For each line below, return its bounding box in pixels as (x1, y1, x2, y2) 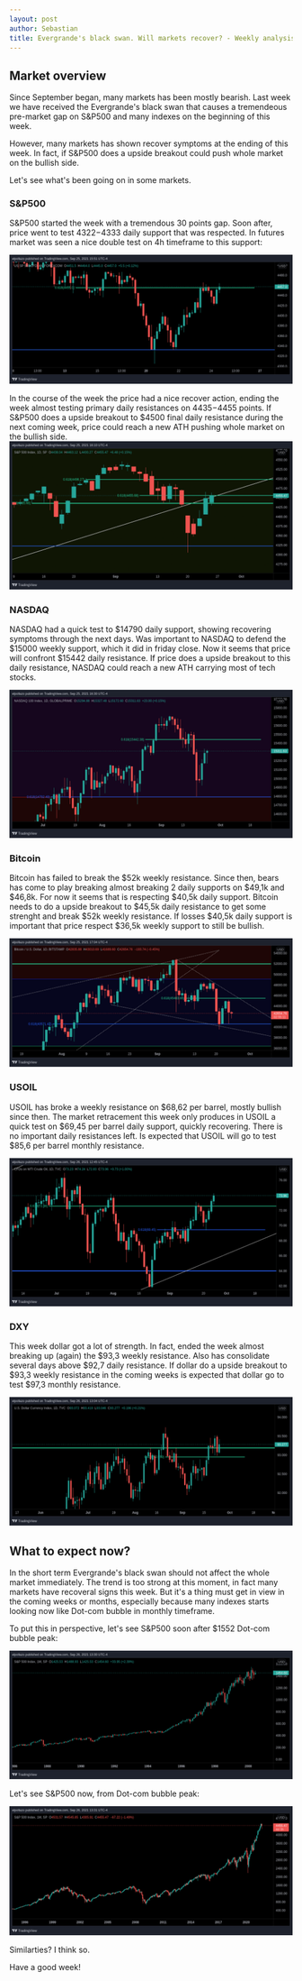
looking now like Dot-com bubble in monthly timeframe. (9, 1606, 216, 1617)
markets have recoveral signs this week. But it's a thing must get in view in (9, 1587, 285, 1598)
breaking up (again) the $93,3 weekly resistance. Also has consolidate (9, 1350, 271, 1361)
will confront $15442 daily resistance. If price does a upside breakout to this (9, 652, 291, 663)
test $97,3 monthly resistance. (9, 1379, 121, 1389)
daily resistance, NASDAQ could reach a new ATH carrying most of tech (9, 662, 276, 673)
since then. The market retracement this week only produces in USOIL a (9, 1111, 276, 1122)
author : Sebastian (9, 23, 78, 33)
